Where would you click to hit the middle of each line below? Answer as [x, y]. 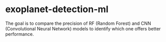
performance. [20, 34]
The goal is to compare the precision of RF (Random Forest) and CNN [78, 23]
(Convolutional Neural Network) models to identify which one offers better [83, 28]
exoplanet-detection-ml [57, 9]
